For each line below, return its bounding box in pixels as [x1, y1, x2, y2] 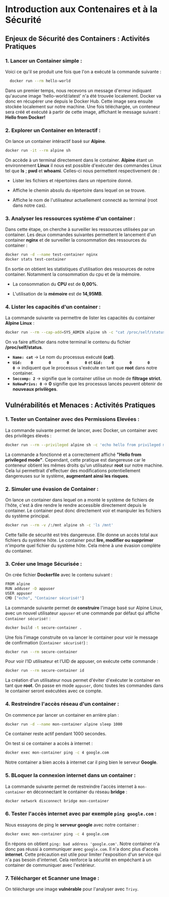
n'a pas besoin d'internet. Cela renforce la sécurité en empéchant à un [5, 857, 152, 863]
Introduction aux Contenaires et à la [5, 4, 157, 15]
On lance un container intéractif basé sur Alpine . [5, 138, 107, 144]
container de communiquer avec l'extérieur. [5, 862, 96, 868]
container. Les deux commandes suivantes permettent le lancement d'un [5, 232, 156, 238]
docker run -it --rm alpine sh [5, 148, 71, 153]
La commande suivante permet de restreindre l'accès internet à [5, 783, 137, 789]
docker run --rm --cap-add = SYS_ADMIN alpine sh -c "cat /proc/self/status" [5, 330, 167, 335]
